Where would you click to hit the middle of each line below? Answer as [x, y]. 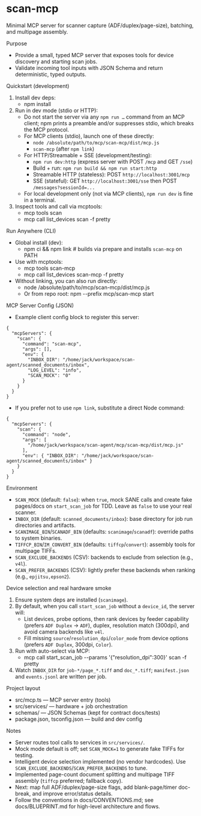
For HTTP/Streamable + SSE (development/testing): [88, 155]
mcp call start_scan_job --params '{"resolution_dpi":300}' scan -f [105, 657]
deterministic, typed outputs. [51, 74]
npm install [37, 104]
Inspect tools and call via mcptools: [58, 206]
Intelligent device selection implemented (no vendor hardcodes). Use [100, 761]
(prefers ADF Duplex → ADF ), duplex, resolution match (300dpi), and [106, 625]
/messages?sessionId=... [64, 188]
